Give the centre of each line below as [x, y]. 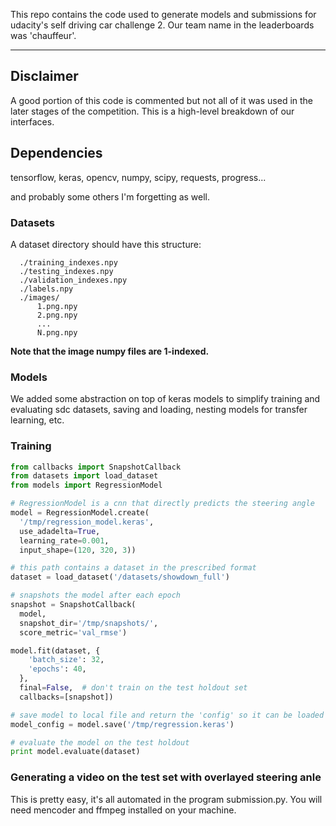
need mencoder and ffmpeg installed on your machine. [123, 810]
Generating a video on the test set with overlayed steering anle [166, 777]
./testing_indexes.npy [66, 271]
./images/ [39, 297]
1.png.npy [57, 306]
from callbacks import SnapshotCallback [96, 467]
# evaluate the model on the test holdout [100, 742]
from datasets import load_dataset [84, 476]
